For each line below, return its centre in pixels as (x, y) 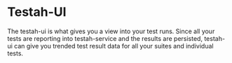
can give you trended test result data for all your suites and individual (114, 46)
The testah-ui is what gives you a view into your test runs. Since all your (111, 31)
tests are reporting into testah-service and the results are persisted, (105, 38)
